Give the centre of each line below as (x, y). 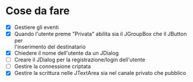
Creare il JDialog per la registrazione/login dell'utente (80, 60)
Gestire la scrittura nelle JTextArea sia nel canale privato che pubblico (100, 73)
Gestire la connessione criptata (52, 67)
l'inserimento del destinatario (50, 47)
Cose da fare (38, 11)
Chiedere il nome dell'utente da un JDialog (66, 53)
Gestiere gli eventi (36, 27)
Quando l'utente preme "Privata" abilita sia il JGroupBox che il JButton (100, 34)
